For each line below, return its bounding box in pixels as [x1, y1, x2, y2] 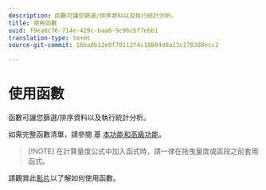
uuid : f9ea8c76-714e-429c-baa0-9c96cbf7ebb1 [8, 26, 158, 34]
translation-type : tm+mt [8, 33, 91, 42]
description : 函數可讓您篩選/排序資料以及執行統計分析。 [8, 11, 178, 20]
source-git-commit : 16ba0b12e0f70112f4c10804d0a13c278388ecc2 [8, 41, 219, 49]
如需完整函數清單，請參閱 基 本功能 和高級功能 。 [8, 130, 166, 139]
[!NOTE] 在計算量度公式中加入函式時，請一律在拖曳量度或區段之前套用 [27, 146, 259, 156]
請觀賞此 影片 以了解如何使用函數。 [8, 173, 120, 183]
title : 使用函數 [8, 19, 57, 27]
